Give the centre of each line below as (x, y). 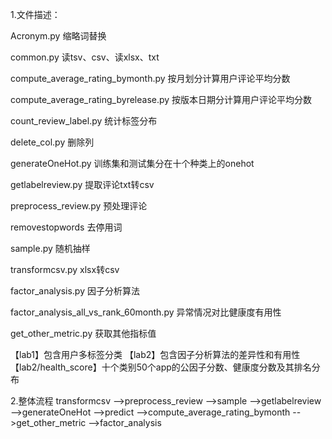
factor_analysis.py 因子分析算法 (75, 291)
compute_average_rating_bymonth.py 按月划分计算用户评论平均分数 (150, 78)
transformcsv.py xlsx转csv (65, 269)
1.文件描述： (35, 14)
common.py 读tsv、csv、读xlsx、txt (85, 57)
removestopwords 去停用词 (66, 227)
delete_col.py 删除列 (52, 142)
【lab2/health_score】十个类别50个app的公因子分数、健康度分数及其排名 (161, 367)
